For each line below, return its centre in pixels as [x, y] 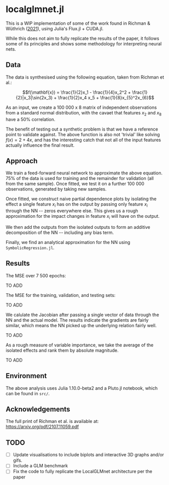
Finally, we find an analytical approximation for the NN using [68, 242]
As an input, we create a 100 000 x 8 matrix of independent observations [81, 107]
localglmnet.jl [35, 9]
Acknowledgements [38, 409]
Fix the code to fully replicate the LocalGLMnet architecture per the [82, 471]
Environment [26, 376]
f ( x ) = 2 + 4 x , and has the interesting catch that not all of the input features [83, 140]
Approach [22, 161]
